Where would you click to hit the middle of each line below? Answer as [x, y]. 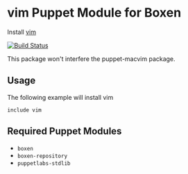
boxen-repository [42, 156]
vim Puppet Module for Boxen [94, 13]
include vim [24, 110]
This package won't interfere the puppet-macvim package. [91, 59]
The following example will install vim [60, 97]
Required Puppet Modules [65, 131]
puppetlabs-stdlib [44, 163]
